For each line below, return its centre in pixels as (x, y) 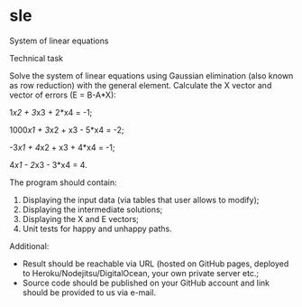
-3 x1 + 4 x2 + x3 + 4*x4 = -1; (62, 147)
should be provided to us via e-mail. (89, 292)
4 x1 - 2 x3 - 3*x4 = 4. (48, 164)
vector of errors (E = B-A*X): (63, 95)
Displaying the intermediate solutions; (92, 209)
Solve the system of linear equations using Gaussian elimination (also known (151, 75)
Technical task (36, 58)
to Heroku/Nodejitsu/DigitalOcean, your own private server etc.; (141, 273)
